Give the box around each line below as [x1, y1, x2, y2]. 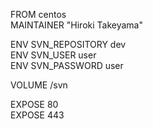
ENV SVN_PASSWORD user [10, 60, 124, 71]
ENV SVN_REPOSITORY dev [10, 39, 127, 50]
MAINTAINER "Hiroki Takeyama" [10, 19, 143, 31]
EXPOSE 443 [10, 109, 65, 121]
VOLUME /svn [10, 79, 68, 91]
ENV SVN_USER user [10, 49, 97, 61]
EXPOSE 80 [10, 99, 59, 110]
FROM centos [10, 9, 67, 20]
